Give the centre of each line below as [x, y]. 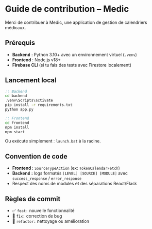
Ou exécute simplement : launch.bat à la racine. [53, 141]
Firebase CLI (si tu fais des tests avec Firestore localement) [72, 65]
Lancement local [31, 80]
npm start [15, 132]
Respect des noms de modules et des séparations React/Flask [74, 184]
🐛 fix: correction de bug [37, 216]
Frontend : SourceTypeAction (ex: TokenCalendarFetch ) [66, 168]
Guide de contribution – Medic [67, 9]
